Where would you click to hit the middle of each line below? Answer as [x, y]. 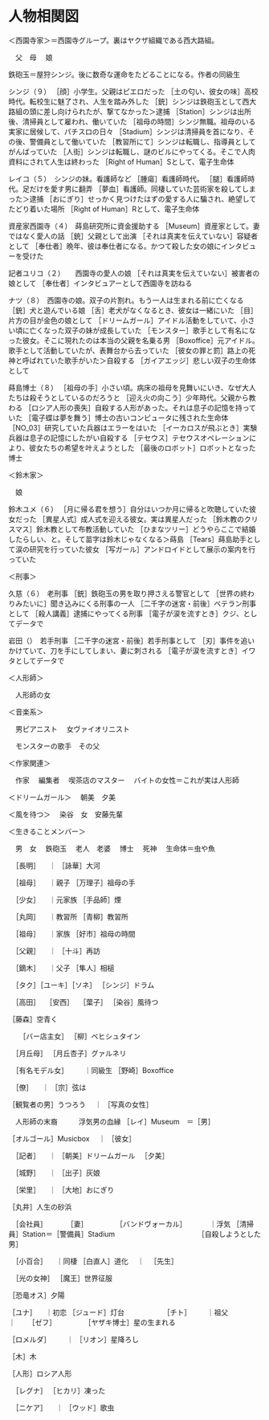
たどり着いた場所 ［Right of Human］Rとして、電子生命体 [104, 209]
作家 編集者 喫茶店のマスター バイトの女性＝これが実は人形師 [127, 780]
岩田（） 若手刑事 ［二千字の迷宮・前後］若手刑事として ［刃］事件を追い [132, 640]
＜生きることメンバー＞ [47, 831]
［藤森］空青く [33, 1019]
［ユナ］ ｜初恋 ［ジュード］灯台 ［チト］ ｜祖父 [118, 1312]
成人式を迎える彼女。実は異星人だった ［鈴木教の [162, 519]
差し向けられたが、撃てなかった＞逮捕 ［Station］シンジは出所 [147, 111]
